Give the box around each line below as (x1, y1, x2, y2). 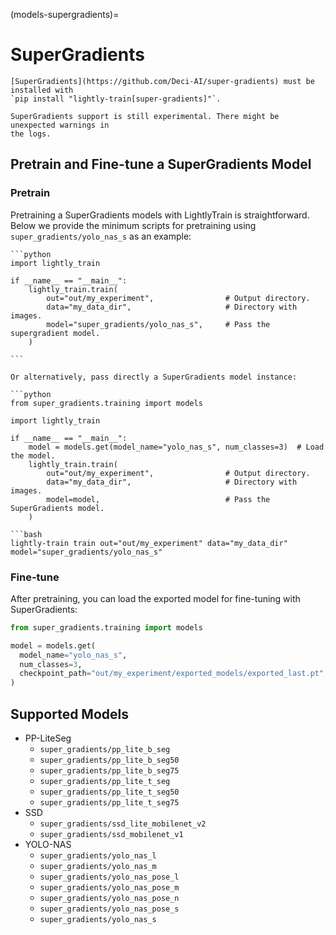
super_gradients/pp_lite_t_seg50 (39, 787, 180, 797)
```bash (10, 529, 43, 539)
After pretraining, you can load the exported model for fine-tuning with (10, 592, 301, 604)
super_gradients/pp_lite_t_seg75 (39, 797, 180, 808)
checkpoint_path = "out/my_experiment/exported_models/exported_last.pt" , (19, 669, 329, 679)
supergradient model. (10, 328, 101, 338)
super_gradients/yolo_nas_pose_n (39, 893, 180, 903)
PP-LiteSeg (24, 732, 72, 744)
